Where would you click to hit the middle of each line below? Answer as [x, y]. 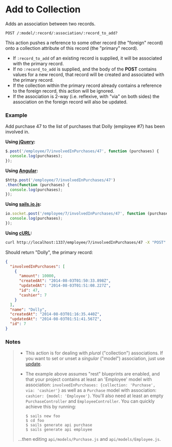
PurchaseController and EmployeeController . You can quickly [90, 401]
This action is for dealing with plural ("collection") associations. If [94, 353]
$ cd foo [35, 421]
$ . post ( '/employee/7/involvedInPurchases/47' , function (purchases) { [82, 151]
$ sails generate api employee [59, 430]
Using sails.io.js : [24, 204]
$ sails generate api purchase [59, 425]
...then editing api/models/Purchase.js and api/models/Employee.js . [89, 439]
